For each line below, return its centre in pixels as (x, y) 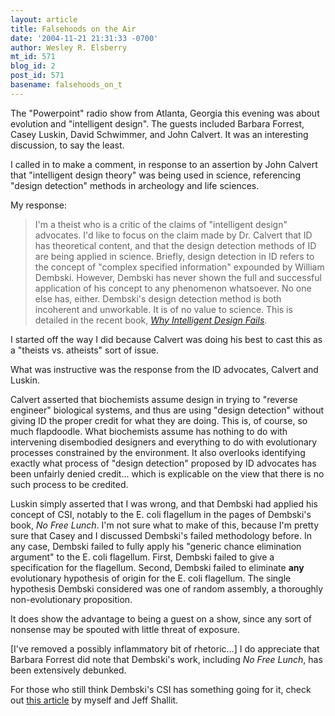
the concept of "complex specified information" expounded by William (179, 267)
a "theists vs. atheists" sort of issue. (85, 350)
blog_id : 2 (33, 66)
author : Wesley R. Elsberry (69, 47)
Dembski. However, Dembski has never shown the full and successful (178, 277)
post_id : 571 (37, 76)
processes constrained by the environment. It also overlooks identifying (158, 452)
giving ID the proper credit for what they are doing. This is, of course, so (159, 420)
